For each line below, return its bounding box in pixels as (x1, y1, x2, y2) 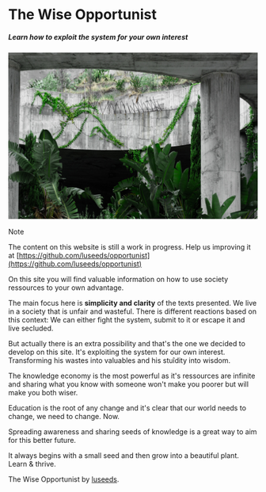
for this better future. (8, 435, 77, 444)
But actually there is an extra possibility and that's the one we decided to (8, 338, 245, 348)
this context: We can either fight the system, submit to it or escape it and (8, 315, 245, 324)
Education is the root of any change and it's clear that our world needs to (8, 402, 247, 413)
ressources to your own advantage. (8, 283, 124, 292)
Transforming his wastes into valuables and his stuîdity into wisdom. (8, 355, 231, 365)
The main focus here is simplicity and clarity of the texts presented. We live (8, 298, 257, 307)
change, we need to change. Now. (8, 411, 120, 421)
